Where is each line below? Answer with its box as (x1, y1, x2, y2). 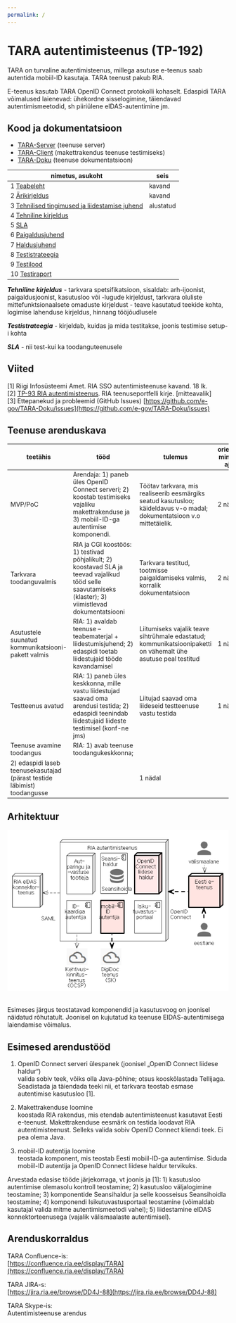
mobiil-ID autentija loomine (17, 1147, 96, 1156)
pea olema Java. (17, 1133, 65, 1141)
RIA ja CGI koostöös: (72, 540, 132, 548)
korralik (139, 581, 162, 589)
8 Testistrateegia (10, 250, 60, 258)
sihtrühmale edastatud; (139, 632, 206, 640)
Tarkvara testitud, (139, 559, 190, 566)
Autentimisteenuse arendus (7, 1309, 87, 1317)
